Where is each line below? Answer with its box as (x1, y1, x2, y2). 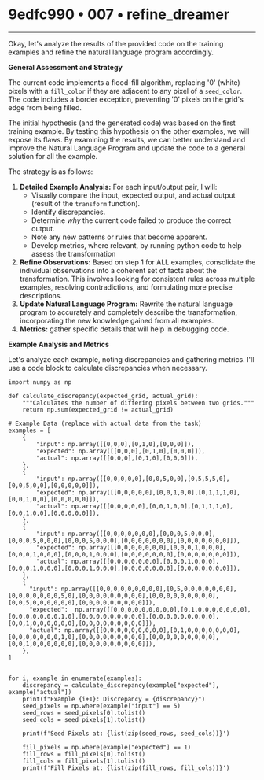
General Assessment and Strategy (8, 62, 123, 72)
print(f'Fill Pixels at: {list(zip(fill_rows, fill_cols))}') (22, 763, 230, 772)
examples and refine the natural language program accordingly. (8, 47, 214, 57)
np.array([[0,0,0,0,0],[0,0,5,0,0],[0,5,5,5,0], (68, 475, 230, 482)
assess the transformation (31, 249, 116, 258)
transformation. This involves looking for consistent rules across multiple (19, 274, 255, 283)
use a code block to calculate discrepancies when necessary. (8, 363, 208, 372)
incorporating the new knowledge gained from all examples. (19, 316, 214, 325)
